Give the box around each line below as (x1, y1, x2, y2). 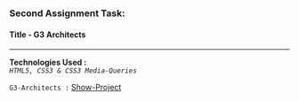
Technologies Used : (9, 57, 87, 68)
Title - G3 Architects (9, 29, 86, 40)
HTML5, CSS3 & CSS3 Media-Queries (9, 66, 138, 75)
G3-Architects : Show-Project (9, 82, 122, 93)
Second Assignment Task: (9, 7, 125, 19)
